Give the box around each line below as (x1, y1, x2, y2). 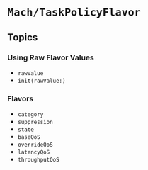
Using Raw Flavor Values (7, 52, 94, 62)
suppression (17, 119, 53, 126)
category (17, 111, 44, 118)
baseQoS (17, 134, 40, 141)
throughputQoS (17, 157, 59, 164)
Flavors (7, 93, 34, 103)
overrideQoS (17, 141, 53, 149)
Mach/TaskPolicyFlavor (7, 6, 141, 19)
